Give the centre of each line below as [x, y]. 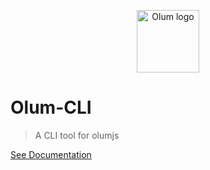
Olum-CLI [51, 107]
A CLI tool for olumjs [77, 135]
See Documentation [51, 154]
